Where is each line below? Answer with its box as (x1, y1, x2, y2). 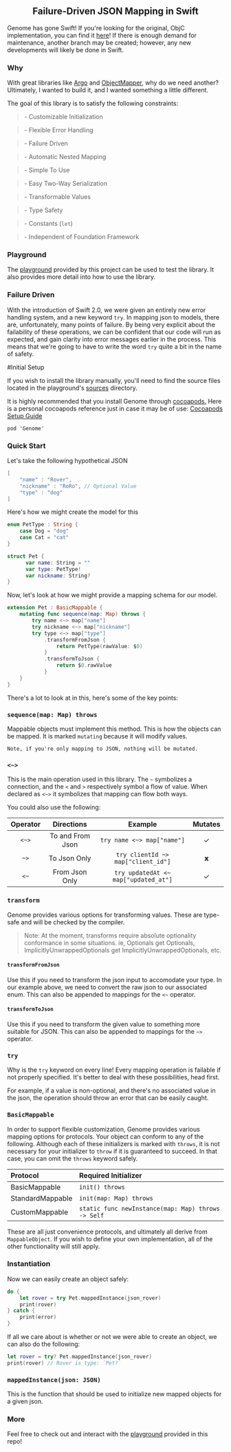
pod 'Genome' (7, 425, 45, 432)
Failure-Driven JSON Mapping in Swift (32, 6, 199, 17)
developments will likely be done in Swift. (7, 45, 124, 54)
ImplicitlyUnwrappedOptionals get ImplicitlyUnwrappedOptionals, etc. (23, 946, 222, 954)
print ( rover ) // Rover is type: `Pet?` (7, 1360, 122, 1367)
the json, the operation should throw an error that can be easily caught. (7, 1094, 209, 1102)
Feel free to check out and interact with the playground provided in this (7, 1430, 208, 1438)
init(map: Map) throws (78, 1194, 153, 1202)
